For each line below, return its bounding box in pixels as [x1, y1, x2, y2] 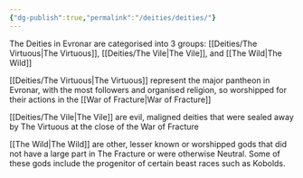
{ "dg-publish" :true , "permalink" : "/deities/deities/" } [9, 13, 217, 23]
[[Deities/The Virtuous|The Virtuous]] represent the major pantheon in [9, 74, 270, 86]
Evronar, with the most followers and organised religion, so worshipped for [9, 84, 288, 95]
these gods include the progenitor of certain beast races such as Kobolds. [9, 157, 287, 168]
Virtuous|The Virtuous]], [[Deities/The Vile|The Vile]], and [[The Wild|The [9, 47, 282, 59]
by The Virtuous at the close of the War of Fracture [9, 121, 199, 132]
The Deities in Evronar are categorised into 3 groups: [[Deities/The [9, 38, 258, 49]
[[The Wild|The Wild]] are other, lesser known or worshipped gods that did [9, 138, 288, 149]
